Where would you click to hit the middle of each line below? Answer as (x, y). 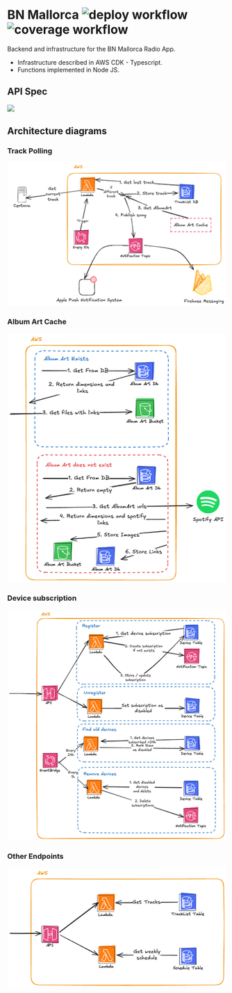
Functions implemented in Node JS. (68, 70)
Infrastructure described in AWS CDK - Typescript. (90, 62)
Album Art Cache (37, 322)
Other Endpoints (35, 856)
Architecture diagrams (57, 131)
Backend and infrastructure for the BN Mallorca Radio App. (91, 49)
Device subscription (42, 598)
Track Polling (30, 151)
